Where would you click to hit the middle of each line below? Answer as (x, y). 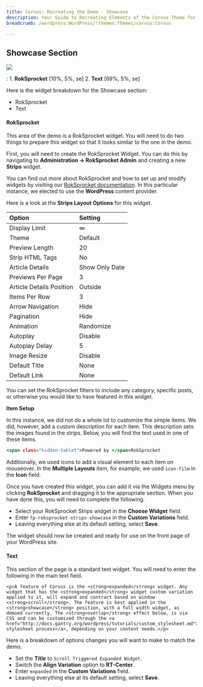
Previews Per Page (36, 277)
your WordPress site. (32, 542)
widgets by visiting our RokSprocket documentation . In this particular (92, 185)
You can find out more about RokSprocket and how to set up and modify (96, 178)
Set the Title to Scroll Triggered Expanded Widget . (78, 659)
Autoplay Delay (31, 346)
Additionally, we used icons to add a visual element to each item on (90, 462)
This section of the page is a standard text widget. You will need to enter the (101, 569)
